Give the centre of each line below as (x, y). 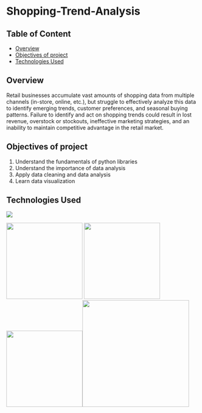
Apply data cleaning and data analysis (63, 174)
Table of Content (39, 34)
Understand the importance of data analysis (70, 168)
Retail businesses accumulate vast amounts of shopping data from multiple (100, 95)
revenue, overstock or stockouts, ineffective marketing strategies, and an (98, 121)
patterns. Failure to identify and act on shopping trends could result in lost (99, 115)
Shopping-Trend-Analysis (73, 11)
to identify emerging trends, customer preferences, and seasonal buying (97, 108)
